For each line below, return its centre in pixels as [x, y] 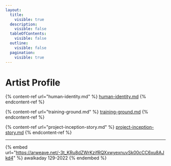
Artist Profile [33, 82]
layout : [13, 10]
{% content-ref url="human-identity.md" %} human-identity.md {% [76, 97]
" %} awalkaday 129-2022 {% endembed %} [60, 158]
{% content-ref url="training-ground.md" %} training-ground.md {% [77, 112]
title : [17, 15]
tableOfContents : [28, 34]
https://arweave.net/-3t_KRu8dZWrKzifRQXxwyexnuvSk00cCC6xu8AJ [90, 153]
